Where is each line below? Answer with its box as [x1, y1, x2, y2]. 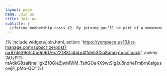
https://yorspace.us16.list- [83, 39, 136, 45]
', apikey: [140, 50, 159, 56]
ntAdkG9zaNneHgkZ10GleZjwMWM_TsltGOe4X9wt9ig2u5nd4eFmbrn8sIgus [5, 60, 162, 66]
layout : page [5, 7, 32, 12]
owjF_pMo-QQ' [5, 65, 36, 72]
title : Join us [5, 16, 37, 21]
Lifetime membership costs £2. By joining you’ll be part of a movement [9, 26, 164, 31]
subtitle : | [5, 21, 30, 26]
